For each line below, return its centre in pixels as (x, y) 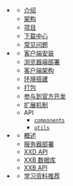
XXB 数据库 (40, 160)
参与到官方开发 (45, 96)
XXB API (35, 168)
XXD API (36, 152)
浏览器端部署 (42, 62)
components (49, 121)
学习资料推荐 (42, 176)
